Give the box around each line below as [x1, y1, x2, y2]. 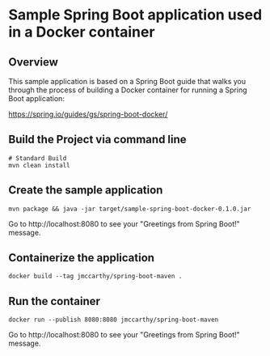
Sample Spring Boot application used [8, 6, 263, 24]
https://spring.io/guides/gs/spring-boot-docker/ [8, 109, 168, 119]
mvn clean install [8, 161, 70, 169]
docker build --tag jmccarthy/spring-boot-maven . [8, 273, 183, 281]
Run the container [8, 294, 101, 308]
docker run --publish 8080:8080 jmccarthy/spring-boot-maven [8, 316, 219, 324]
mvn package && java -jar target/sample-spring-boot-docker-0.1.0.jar [8, 205, 251, 213]
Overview [8, 55, 59, 69]
